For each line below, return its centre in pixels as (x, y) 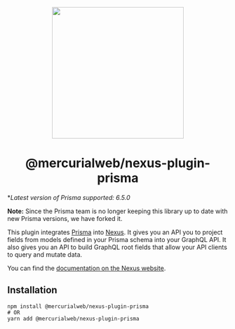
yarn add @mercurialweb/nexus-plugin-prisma (73, 318)
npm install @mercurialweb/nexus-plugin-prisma (78, 306)
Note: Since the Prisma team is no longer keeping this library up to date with (117, 211)
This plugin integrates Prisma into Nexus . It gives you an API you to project (115, 232)
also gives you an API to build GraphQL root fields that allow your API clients (117, 247)
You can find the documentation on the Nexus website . (87, 268)
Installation (32, 290)
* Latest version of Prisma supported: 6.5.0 (69, 197)
